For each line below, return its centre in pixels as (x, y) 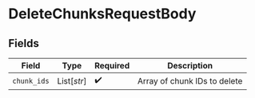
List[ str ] (72, 80)
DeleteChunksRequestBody (102, 14)
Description (190, 66)
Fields (24, 43)
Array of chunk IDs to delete (190, 80)
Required (112, 66)
